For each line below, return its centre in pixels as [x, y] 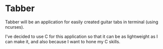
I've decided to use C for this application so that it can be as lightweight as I [81, 36]
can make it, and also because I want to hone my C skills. [63, 41]
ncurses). [15, 27]
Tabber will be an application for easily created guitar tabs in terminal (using [82, 22]
